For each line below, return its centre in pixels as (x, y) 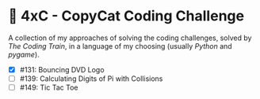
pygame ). (24, 54)
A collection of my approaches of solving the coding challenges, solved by (130, 38)
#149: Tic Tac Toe (49, 88)
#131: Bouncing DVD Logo (62, 69)
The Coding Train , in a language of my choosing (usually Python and (120, 46)
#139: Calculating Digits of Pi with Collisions (91, 79)
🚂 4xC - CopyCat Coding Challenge (126, 16)
